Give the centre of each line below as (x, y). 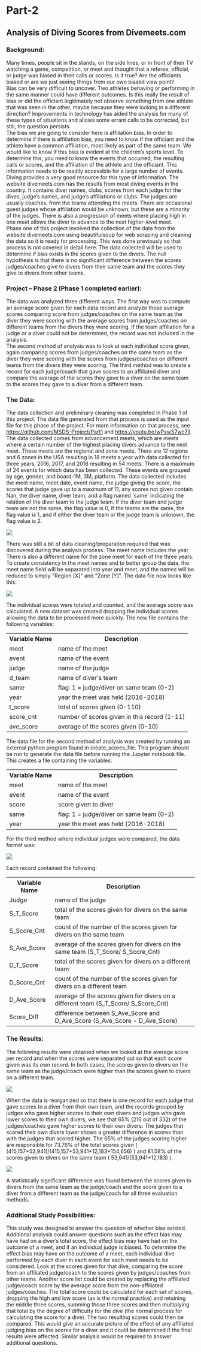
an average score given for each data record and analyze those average (95, 308)
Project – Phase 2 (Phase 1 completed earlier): (74, 288)
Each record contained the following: (51, 868)
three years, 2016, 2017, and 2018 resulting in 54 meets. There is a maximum (100, 464)
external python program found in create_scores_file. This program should (98, 748)
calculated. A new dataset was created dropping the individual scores (92, 612)
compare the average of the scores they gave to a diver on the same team (98, 378)
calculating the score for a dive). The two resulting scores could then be (95, 1317)
